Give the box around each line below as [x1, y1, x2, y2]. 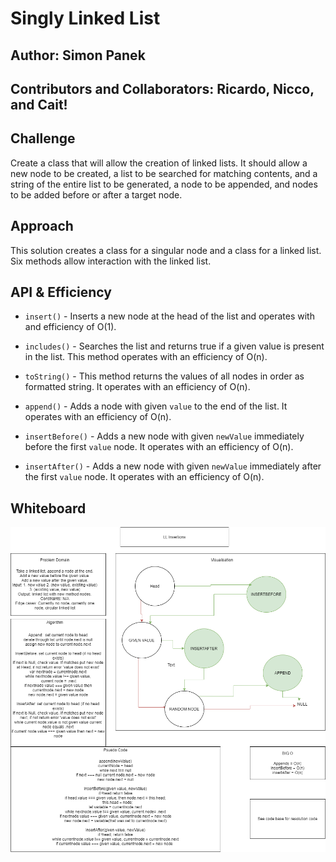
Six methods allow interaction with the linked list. [10, 255, 212, 267]
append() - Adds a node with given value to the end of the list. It [24, 400, 288, 412]
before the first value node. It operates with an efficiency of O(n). [24, 441, 294, 453]
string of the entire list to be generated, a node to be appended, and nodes [10, 178, 318, 190]
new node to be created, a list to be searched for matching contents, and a [10, 167, 318, 179]
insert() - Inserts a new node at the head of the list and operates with [24, 310, 315, 322]
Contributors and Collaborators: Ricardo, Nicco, [10, 80, 315, 97]
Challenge [10, 130, 76, 147]
